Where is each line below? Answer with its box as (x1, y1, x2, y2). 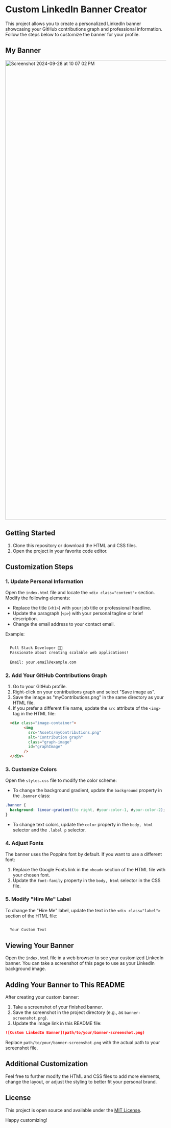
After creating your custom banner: (5, 994, 79, 1000)
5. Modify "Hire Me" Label (5, 896, 71, 903)
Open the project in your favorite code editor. (12, 548, 108, 554)
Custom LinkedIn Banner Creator (5, 4, 147, 15)
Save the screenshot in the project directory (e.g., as (12, 1009, 124, 1016)
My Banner (5, 46, 41, 55)
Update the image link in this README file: (12, 1020, 102, 1026)
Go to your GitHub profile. (12, 684, 67, 690)
